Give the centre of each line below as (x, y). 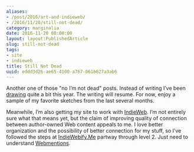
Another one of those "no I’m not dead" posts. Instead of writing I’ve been (96, 88)
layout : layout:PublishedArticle (47, 39)
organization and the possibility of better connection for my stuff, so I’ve (94, 131)
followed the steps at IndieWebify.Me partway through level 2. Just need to (97, 137)
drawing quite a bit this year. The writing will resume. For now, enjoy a (91, 94)
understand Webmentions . (38, 143)
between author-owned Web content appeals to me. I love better (85, 124)
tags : (13, 50)
